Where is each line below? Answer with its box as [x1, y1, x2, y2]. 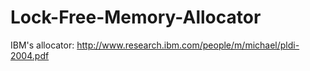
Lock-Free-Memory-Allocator [10, 6, 262, 29]
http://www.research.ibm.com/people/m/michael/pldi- [76, 39, 300, 51]
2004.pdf [10, 49, 50, 61]
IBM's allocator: [10, 39, 75, 51]
